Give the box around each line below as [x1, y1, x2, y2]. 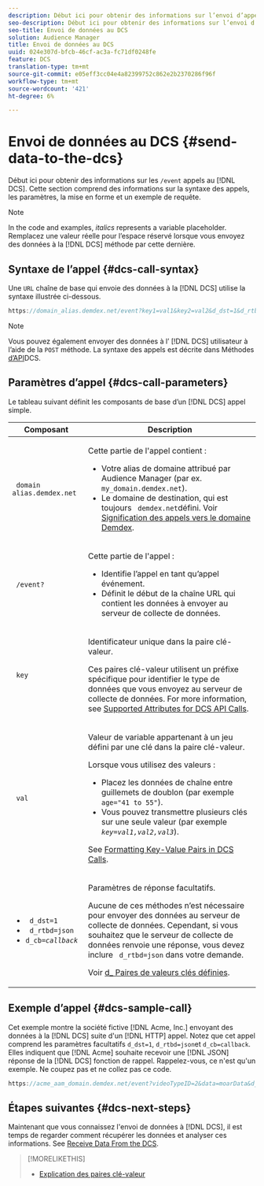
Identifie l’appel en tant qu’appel [101, 568, 220, 579]
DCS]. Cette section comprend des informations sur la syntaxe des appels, [8, 184, 250, 194]
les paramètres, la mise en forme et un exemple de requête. [8, 192, 202, 202]
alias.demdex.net [12, 488, 77, 497]
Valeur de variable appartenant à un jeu [87, 732, 233, 743]
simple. [8, 405, 32, 414]
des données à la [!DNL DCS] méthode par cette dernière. [8, 239, 196, 249]
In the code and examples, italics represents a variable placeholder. [8, 223, 227, 232]
